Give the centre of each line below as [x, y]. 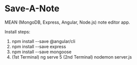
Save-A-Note [32, 9]
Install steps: [17, 32]
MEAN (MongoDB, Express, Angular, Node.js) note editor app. [67, 22]
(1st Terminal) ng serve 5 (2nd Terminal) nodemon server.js [72, 57]
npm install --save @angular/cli [44, 41]
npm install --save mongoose [42, 52]
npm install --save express [39, 46]
